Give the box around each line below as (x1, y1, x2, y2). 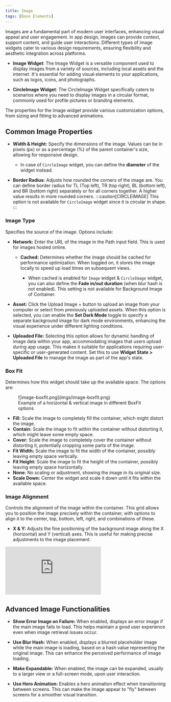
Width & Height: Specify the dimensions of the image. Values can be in (12, 141, 163, 147)
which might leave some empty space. (12, 431, 94, 437)
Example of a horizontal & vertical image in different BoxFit (18, 399, 141, 406)
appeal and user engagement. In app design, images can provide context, (5, 34, 161, 40)
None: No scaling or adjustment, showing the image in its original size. (12, 469, 162, 476)
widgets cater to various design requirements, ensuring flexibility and (5, 45, 151, 51)
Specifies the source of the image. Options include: (5, 228, 113, 235)
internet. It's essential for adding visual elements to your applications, (12, 71, 159, 77)
